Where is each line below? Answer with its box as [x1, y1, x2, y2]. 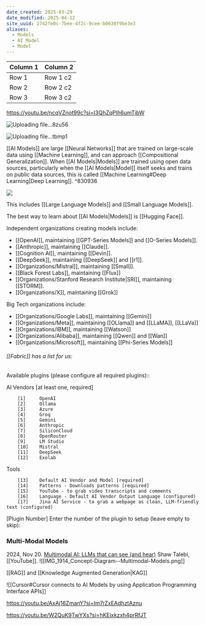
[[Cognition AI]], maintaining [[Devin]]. [15, 250, 112, 257]
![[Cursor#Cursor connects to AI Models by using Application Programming [6, 581, 197, 589]
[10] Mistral [17, 444, 60, 450]
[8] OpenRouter [17, 433, 68, 439]
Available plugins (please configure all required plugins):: [6, 372, 150, 379]
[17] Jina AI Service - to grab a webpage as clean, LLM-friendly [17, 499, 199, 505]
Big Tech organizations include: [6, 301, 86, 308]
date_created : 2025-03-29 [6, 9, 72, 15]
